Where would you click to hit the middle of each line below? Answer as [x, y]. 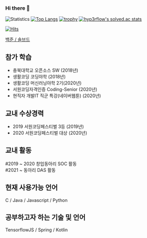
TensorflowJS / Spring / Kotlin [36, 230]
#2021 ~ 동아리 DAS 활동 [31, 170]
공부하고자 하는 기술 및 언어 [45, 217]
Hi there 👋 [18, 8]
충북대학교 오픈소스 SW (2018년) [46, 70]
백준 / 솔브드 [18, 40]
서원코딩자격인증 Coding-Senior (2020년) [55, 90]
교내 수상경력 [25, 113]
